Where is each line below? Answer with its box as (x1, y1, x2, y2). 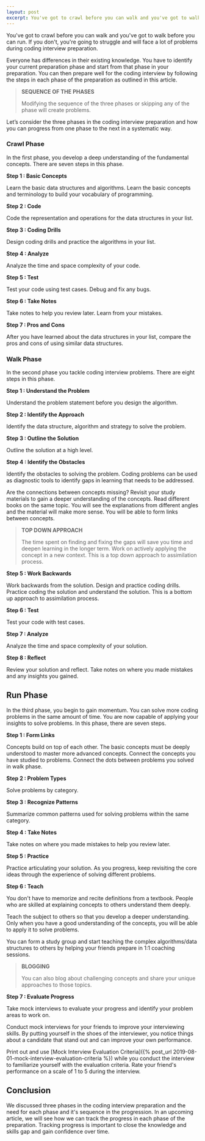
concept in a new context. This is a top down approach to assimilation (21, 552, 197, 559)
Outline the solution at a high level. (6, 447, 93, 454)
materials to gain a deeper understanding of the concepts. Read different (6, 495, 190, 502)
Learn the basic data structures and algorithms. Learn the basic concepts (6, 184, 191, 191)
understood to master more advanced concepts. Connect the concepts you (6, 749, 196, 757)
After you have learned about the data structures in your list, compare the (6, 333, 191, 340)
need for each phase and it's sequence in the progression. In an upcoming (6, 1108, 194, 1115)
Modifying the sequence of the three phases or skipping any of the (21, 99, 190, 107)
